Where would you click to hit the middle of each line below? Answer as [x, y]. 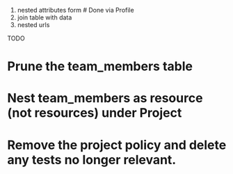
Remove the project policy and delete [117, 145]
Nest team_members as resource [105, 98]
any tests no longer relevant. [92, 160]
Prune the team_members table [100, 66]
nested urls [33, 25]
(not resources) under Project [95, 113]
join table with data [45, 17]
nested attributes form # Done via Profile [75, 10]
